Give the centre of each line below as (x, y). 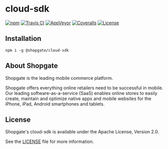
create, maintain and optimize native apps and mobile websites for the (78, 98)
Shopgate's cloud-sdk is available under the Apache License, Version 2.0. (82, 132)
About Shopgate (32, 66)
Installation (23, 39)
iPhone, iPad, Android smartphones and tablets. (55, 104)
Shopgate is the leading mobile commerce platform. (59, 78)
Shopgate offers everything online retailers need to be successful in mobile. (84, 88)
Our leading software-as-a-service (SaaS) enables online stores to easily (81, 93)
